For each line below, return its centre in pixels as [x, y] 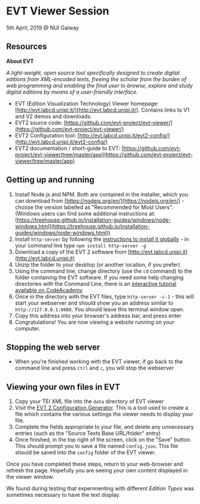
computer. [28, 328]
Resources [27, 47]
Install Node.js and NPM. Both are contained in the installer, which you [101, 194]
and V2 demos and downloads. [53, 116]
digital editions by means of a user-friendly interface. [72, 92]
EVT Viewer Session [58, 11]
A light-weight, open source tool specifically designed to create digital [93, 73]
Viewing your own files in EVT [63, 387]
